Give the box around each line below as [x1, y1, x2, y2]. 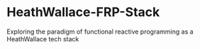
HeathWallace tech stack [6, 34, 79, 43]
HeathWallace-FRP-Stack [6, 4, 160, 20]
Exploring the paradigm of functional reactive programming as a [6, 27, 194, 36]
